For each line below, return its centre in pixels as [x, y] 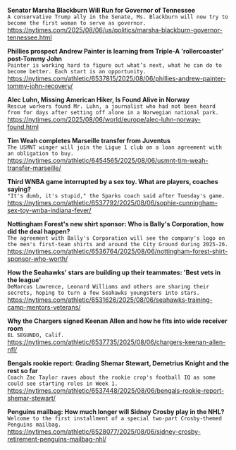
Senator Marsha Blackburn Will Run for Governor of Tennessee [101, 10]
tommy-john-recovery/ [40, 86]
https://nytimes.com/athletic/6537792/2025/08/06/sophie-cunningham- [113, 203]
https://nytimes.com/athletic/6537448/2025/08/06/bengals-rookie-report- [116, 390]
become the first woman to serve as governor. [77, 23]
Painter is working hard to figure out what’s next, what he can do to [114, 66]
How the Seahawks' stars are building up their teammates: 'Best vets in [114, 272]
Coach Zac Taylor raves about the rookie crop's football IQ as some [112, 377]
